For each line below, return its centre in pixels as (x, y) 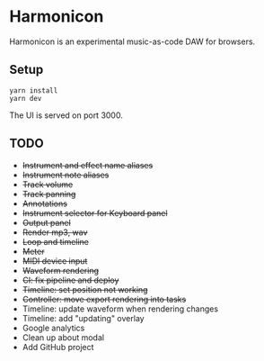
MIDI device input (55, 261)
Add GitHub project (58, 347)
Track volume (48, 184)
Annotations (44, 203)
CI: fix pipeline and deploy (70, 280)
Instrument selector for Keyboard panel (95, 212)
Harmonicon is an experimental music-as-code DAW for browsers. (132, 41)
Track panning (49, 194)
